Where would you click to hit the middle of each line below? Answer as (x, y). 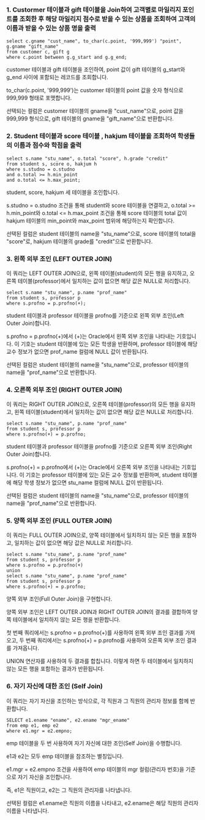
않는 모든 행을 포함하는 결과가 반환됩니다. (55, 669)
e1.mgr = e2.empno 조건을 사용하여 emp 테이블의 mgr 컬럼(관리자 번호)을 (95, 769)
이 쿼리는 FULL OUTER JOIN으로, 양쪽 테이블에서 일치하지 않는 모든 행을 (93, 535)
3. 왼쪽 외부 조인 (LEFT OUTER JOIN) (59, 259)
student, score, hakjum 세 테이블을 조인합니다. (63, 192)
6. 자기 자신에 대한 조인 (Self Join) (54, 686)
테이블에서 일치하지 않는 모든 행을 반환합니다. (67, 620)
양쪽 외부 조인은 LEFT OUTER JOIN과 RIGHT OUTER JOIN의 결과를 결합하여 (99, 612)
